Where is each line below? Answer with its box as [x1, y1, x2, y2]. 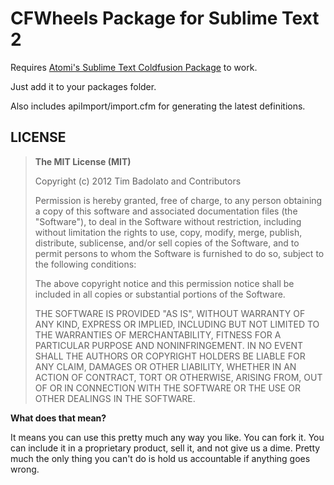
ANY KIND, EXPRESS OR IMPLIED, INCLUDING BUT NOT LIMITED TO [34, 318, 320, 330]
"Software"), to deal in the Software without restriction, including [34, 215, 302, 227]
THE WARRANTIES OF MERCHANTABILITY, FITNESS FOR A [34, 328, 282, 341]
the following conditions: [34, 258, 137, 270]
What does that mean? [10, 412, 107, 424]
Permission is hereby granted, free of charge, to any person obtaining [34, 194, 323, 206]
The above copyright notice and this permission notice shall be [34, 277, 295, 289]
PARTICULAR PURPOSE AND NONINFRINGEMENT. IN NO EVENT [34, 339, 304, 351]
